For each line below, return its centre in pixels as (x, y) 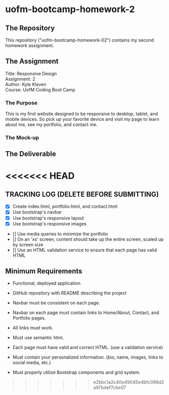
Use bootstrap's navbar (37, 212)
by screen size (28, 244)
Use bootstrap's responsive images (50, 224)
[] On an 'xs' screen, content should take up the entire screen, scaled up (88, 239)
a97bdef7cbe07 (110, 387)
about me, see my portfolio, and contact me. (51, 124)
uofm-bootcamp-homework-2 (70, 9)
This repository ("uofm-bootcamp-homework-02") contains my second (80, 40)
